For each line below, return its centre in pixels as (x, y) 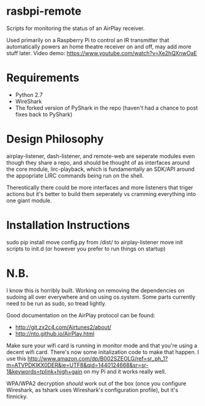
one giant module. (29, 200)
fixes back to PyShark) (44, 114)
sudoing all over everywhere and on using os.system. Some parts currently (101, 297)
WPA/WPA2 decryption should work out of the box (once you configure (96, 383)
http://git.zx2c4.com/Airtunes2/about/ (63, 327)
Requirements (43, 78)
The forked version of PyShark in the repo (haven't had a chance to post (106, 108)
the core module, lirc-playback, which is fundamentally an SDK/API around (100, 169)
